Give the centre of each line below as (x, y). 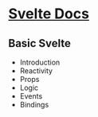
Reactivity (36, 71)
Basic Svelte (40, 43)
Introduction (40, 62)
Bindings (34, 105)
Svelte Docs (49, 14)
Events (31, 96)
